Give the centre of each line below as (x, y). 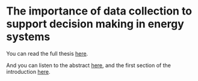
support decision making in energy (95, 24)
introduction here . (28, 71)
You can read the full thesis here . (47, 53)
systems (28, 37)
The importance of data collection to (99, 11)
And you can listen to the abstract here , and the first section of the (89, 65)
